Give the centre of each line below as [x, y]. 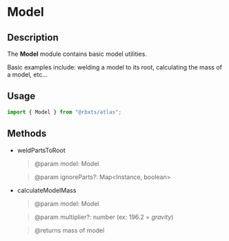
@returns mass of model [69, 230]
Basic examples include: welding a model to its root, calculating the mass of [115, 67]
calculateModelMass [47, 190]
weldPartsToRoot [41, 150]
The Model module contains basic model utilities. [77, 54]
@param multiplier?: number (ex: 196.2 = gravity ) [104, 217]
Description [33, 38]
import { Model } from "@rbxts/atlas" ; [64, 112]
